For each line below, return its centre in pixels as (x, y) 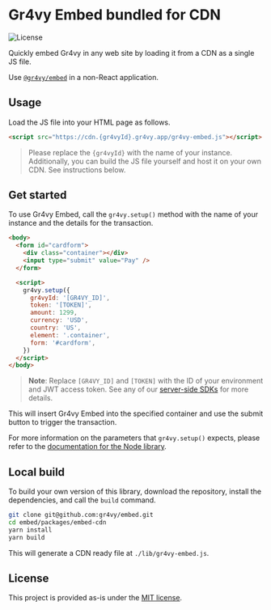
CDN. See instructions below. (77, 169)
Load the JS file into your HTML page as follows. (90, 122)
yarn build (27, 537)
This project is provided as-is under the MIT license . (95, 598)
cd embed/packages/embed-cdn (57, 523)
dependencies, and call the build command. (82, 500)
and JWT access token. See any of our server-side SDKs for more (138, 389)
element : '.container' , (70, 335)
